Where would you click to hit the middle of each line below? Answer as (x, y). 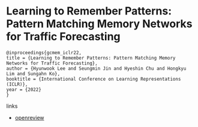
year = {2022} (24, 89)
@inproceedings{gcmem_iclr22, (44, 52)
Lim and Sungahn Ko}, (33, 73)
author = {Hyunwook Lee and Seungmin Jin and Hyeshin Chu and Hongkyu (96, 68)
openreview (29, 117)
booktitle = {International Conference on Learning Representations (94, 79)
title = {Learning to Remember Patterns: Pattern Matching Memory (91, 58)
